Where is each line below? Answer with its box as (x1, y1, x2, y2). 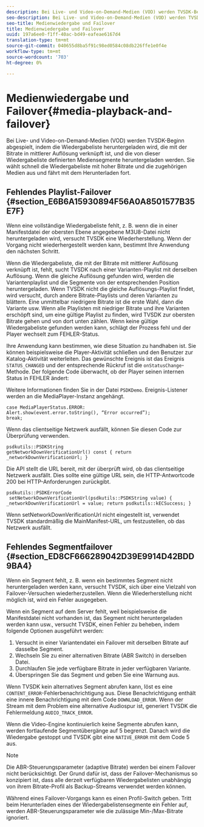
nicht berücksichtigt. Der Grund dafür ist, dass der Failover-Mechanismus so (6, 770, 198, 777)
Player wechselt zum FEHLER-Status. (6, 330, 100, 338)
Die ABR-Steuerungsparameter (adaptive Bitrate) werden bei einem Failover (6, 763, 196, 771)
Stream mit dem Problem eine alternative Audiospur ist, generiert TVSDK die (6, 703, 197, 710)
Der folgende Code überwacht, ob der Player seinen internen (31, 368, 185, 375)
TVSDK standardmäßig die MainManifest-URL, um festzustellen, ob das (6, 517, 185, 525)
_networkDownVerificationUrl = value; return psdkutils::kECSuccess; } (6, 500, 191, 507)
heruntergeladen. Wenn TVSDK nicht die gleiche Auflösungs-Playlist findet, (6, 285, 195, 293)
